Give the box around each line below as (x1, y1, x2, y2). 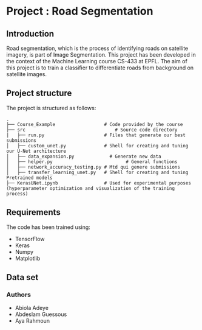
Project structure (6, 88, 72, 99)
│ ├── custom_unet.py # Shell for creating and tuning (6, 142, 189, 149)
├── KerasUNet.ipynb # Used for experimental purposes (6, 180, 191, 186)
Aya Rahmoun (15, 317, 50, 325)
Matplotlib (15, 255, 41, 262)
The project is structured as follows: (6, 104, 96, 111)
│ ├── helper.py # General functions (6, 158, 178, 165)
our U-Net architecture (6, 148, 67, 154)
